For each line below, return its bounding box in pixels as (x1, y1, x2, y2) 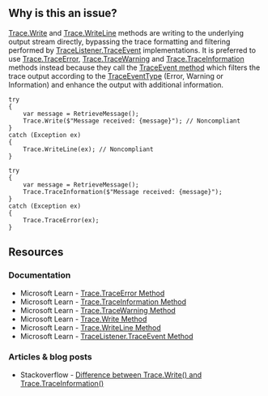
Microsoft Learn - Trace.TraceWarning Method (19, 305, 176, 315)
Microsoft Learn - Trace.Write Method (19, 314, 147, 324)
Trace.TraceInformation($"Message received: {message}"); (23, 187, 223, 196)
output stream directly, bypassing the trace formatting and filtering (8, 37, 231, 46)
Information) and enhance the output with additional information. (8, 80, 224, 89)
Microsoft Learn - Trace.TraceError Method (19, 288, 165, 298)
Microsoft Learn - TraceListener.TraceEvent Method (19, 331, 194, 341)
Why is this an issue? (8, 6, 117, 20)
